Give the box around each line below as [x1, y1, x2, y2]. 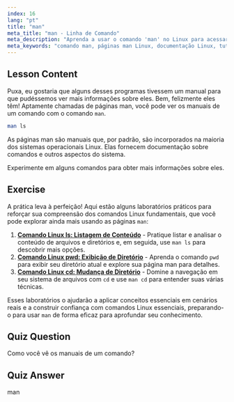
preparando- [187, 303, 224, 311]
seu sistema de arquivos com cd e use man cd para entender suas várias [17, 275, 224, 283]
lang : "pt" [7, 17, 39, 24]
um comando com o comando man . [7, 109, 107, 117]
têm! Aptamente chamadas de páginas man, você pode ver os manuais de [7, 102, 221, 110]
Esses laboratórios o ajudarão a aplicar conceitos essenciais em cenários [7, 295, 218, 304]
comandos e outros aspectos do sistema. [7, 150, 126, 158]
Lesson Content [7, 68, 78, 80]
